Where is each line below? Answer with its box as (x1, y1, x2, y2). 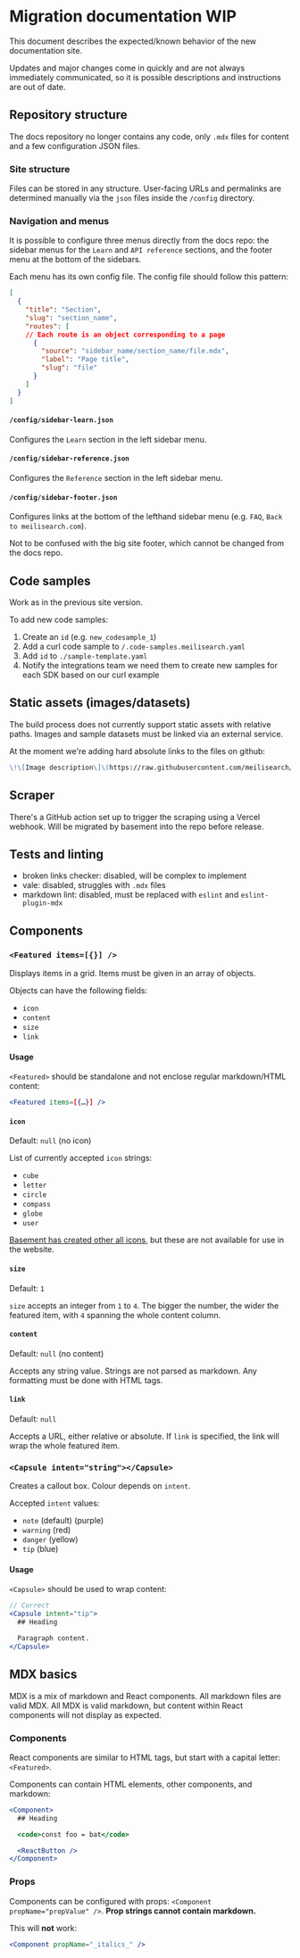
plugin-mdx (21, 899, 63, 908)
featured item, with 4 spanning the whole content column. (9, 1309, 221, 1320)
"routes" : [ (25, 321, 70, 331)
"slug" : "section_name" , (25, 313, 118, 322)
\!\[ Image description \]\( (9, 763, 110, 772)
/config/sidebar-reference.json (9, 454, 129, 463)
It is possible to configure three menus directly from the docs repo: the (9, 235, 270, 246)
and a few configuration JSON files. (9, 140, 141, 151)
